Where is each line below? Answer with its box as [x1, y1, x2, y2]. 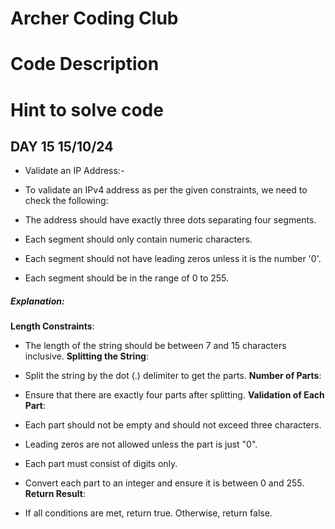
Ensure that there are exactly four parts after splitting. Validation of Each [24, 389, 325, 401]
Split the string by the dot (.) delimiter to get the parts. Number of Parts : [24, 370, 322, 382]
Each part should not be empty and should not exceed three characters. [24, 419, 322, 431]
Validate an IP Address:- [24, 165, 125, 177]
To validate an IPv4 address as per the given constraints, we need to [24, 184, 308, 196]
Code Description [10, 53, 160, 76]
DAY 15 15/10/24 [10, 138, 114, 155]
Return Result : [24, 488, 86, 500]
